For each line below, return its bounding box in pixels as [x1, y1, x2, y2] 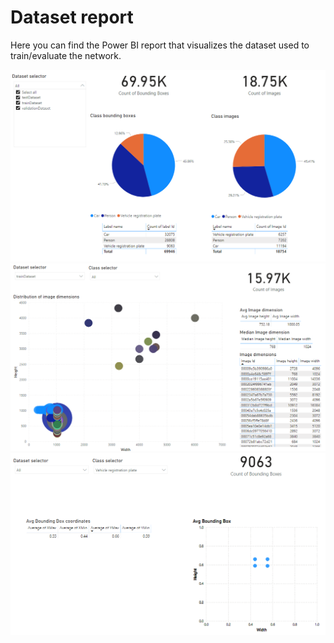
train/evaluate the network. [10, 49, 122, 61]
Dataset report [10, 6, 134, 29]
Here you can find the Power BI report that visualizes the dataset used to [10, 39, 310, 51]
